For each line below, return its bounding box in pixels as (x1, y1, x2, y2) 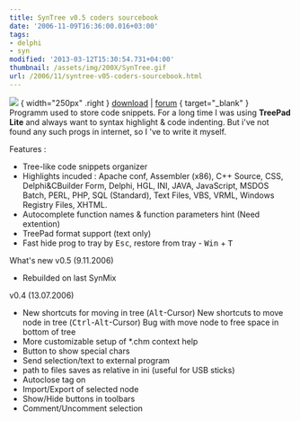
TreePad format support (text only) (22, 228, 152, 238)
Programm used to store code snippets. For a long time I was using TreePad (9, 107, 291, 118)
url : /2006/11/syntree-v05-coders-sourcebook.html (9, 72, 203, 81)
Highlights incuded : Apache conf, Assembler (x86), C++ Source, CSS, (22, 170, 284, 181)
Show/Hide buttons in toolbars (22, 393, 136, 404)
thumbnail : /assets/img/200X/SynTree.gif (9, 64, 167, 73)
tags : (9, 30, 30, 39)
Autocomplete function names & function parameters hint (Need (22, 209, 260, 219)
